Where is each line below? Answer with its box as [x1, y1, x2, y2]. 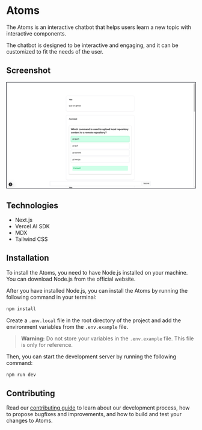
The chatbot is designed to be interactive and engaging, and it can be [6, 42, 179, 49]
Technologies [6, 200, 59, 211]
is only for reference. [20, 341, 73, 348]
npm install [6, 305, 36, 312]
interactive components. [6, 30, 67, 37]
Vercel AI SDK [14, 223, 50, 230]
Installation [6, 253, 49, 263]
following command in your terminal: [6, 293, 97, 301]
